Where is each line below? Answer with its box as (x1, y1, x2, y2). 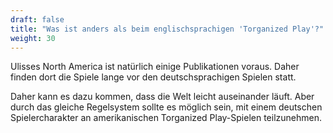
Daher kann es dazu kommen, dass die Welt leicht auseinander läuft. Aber (10, 91, 315, 103)
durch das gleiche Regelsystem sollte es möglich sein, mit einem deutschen (10, 101, 323, 113)
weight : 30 (10, 33, 56, 43)
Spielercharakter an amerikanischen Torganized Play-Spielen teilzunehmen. (10, 112, 322, 124)
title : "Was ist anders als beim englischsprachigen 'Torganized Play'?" (10, 24, 325, 34)
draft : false (10, 14, 65, 25)
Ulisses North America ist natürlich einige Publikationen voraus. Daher (10, 61, 300, 73)
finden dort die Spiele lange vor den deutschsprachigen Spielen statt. (10, 71, 297, 83)
